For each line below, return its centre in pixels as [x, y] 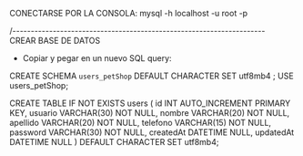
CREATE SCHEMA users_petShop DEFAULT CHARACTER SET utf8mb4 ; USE [151, 76]
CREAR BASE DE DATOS [55, 41]
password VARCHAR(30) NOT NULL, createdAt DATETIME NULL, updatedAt [152, 132]
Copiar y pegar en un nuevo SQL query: [97, 58]
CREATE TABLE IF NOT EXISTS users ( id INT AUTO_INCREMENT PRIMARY [150, 103]
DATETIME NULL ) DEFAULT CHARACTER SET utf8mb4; [114, 142]
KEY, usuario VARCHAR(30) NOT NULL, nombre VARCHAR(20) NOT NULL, [150, 113]
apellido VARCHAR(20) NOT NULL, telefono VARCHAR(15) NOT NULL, [140, 123]
